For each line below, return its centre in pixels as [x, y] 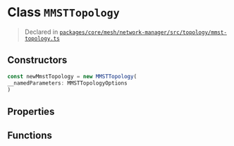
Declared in [41, 32]
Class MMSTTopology [63, 12]
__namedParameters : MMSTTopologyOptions [68, 83]
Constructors [37, 60]
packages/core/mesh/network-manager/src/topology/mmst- [143, 32]
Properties [31, 111]
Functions [30, 136]
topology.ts [42, 38]
